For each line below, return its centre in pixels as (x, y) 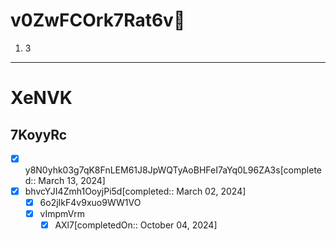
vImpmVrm (62, 214)
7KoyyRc (39, 134)
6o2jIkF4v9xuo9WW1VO (90, 203)
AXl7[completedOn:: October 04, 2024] (136, 225)
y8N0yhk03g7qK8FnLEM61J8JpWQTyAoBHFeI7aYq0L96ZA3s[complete (173, 170)
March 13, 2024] (72, 180)
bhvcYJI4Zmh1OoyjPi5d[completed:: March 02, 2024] (135, 191)
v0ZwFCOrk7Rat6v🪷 (98, 20)
